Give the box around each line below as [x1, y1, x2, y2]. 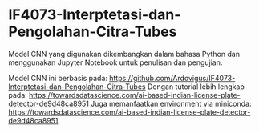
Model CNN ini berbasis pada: [8, 73, 108, 83]
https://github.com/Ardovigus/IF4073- [109, 73, 236, 83]
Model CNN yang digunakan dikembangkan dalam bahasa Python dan [8, 49, 241, 58]
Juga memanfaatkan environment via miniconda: [91, 99, 252, 108]
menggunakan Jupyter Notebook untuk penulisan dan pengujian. [8, 58, 223, 67]
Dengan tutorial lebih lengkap [147, 82, 245, 91]
